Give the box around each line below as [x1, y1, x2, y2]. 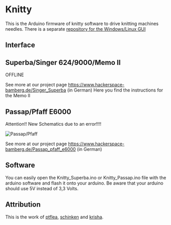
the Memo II [5, 93, 31, 99]
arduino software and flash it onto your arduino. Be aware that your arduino [5, 180, 163, 186]
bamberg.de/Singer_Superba [5, 87, 66, 93]
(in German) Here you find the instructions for [67, 87, 163, 93]
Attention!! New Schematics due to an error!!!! [5, 121, 102, 127]
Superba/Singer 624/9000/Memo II [5, 58, 121, 67]
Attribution [5, 200, 41, 209]
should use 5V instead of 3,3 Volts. [5, 185, 79, 191]
